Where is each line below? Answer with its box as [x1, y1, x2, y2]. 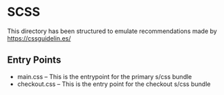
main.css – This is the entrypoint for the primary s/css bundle [17, 72, 192, 81]
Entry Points [7, 54, 62, 66]
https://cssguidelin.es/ [7, 34, 71, 42]
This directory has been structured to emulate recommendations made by [7, 27, 218, 35]
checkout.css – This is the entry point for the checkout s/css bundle [17, 80, 211, 88]
